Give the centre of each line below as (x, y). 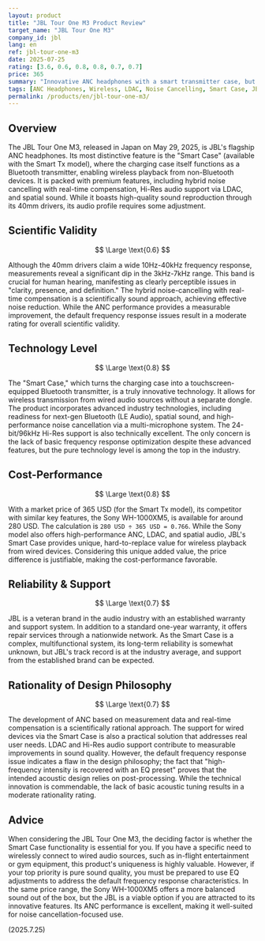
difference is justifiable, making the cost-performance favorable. (113, 559)
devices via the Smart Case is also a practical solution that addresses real (128, 737)
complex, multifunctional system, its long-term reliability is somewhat (121, 643)
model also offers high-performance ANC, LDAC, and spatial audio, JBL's (127, 534)
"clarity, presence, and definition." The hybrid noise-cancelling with (118, 290)
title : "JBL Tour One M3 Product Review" (77, 23)
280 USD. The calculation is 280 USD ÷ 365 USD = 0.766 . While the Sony (125, 526)
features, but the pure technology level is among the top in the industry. (124, 450)
